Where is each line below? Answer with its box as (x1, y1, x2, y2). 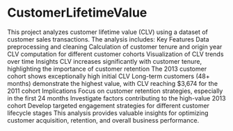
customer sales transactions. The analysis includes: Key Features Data (7, 35, 210, 43)
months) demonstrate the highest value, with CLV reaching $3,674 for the (7, 79, 218, 87)
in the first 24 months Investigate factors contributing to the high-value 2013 (7, 94, 226, 102)
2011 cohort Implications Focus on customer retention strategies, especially (7, 87, 223, 95)
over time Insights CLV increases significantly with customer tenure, (7, 57, 202, 65)
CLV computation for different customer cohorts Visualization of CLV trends (7, 50, 224, 58)
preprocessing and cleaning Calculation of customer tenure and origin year (7, 42, 223, 51)
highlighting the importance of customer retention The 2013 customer (7, 64, 207, 73)
